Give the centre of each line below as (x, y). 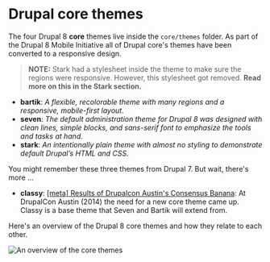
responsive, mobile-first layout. (72, 110)
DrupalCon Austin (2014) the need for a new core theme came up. (129, 202)
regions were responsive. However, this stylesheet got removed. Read (145, 77)
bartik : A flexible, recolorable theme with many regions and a (122, 102)
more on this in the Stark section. (85, 86)
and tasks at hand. (51, 136)
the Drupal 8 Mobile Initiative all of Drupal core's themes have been (120, 44)
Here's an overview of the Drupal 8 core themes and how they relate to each (135, 226)
